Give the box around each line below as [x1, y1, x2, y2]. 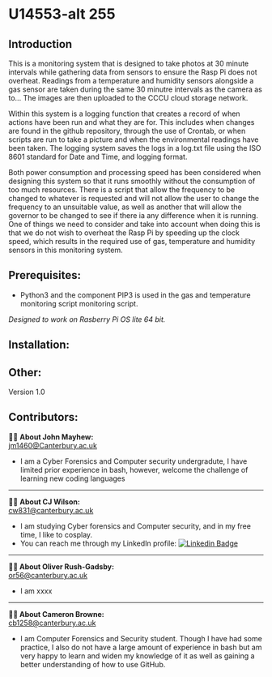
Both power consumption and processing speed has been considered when [8, 168, 261, 177]
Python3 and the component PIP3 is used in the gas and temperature [19, 289, 251, 300]
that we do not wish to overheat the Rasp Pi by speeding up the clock [8, 228, 240, 238]
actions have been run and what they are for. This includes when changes [8, 118, 255, 126]
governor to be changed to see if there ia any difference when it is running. [8, 211, 259, 220]
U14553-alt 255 [8, 5, 116, 24]
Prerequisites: [8, 268, 81, 282]
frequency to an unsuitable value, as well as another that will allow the [8, 202, 242, 212]
